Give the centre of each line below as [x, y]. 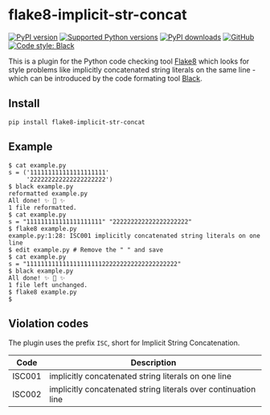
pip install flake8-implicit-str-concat [77, 122]
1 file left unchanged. [48, 285]
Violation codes [49, 323]
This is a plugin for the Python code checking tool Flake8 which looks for [129, 61]
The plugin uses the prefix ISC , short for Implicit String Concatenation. [124, 343]
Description [153, 363]
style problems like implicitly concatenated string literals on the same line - [132, 69]
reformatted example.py [48, 193]
